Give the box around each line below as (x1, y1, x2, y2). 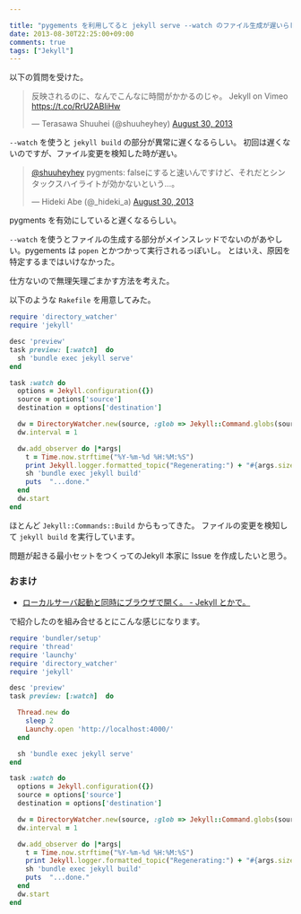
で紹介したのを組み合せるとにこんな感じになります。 (9, 616, 205, 627)
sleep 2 (25, 716, 54, 725)
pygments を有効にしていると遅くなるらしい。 (9, 215, 182, 225)
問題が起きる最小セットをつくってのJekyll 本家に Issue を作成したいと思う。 (9, 549, 292, 561)
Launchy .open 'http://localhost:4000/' (25, 725, 175, 734)
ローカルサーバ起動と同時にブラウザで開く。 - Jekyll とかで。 (21, 597, 251, 608)
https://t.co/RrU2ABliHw (30, 101, 121, 112)
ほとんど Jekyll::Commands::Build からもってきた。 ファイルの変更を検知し (9, 520, 288, 531)
